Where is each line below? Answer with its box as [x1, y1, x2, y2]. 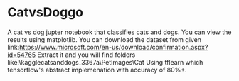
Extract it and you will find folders [37, 50, 136, 59]
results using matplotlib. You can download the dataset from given [7, 35, 201, 43]
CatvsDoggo [7, 4, 84, 21]
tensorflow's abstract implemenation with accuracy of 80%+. [7, 65, 187, 74]
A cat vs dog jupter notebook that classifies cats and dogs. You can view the [7, 28, 232, 36]
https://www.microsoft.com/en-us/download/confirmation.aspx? [18, 43, 208, 51]
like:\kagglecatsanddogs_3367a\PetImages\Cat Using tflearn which [7, 58, 203, 66]
